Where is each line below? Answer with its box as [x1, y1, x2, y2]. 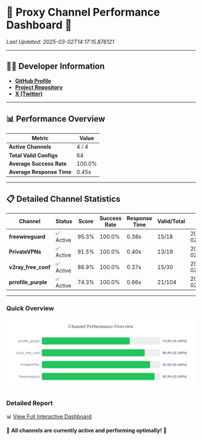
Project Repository [14, 84, 63, 91]
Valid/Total [157, 218, 185, 225]
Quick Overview [6, 304, 54, 312]
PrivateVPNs [8, 248, 41, 255]
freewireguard [8, 233, 46, 240]
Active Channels [8, 143, 52, 150]
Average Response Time [8, 169, 72, 176]
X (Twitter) [14, 90, 43, 97]
